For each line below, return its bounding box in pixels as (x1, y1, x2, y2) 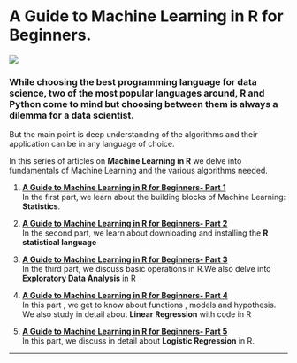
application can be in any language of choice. (9, 139, 175, 150)
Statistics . (21, 201, 61, 212)
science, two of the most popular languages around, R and (9, 87, 265, 99)
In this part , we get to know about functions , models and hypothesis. (21, 299, 277, 311)
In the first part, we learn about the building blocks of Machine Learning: (21, 192, 286, 203)
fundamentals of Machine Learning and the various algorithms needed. (9, 166, 268, 176)
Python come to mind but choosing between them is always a (9, 97, 278, 110)
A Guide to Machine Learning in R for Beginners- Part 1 (21, 182, 227, 193)
